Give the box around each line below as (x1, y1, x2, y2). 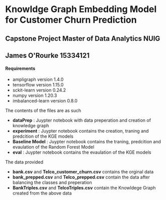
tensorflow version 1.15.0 (12, 82, 64, 88)
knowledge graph (12, 123, 49, 129)
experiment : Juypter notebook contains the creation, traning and (12, 128, 149, 134)
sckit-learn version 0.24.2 (12, 87, 66, 93)
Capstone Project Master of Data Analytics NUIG (5, 34, 160, 43)
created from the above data (12, 190, 72, 196)
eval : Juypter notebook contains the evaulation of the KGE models (12, 149, 151, 155)
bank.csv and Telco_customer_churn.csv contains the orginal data (12, 169, 154, 175)
